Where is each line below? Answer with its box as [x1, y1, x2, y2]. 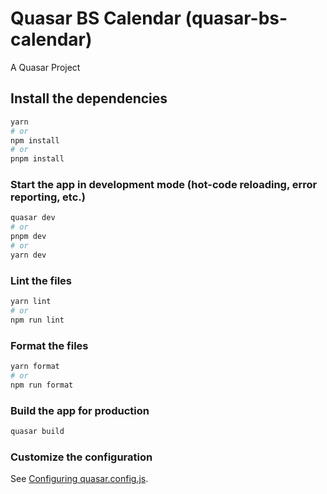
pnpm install [10, 154, 65, 164]
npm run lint [10, 315, 65, 325]
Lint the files [10, 273, 72, 287]
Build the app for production [10, 403, 150, 417]
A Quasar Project [10, 61, 81, 73]
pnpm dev [10, 232, 47, 242]
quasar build [10, 426, 65, 436]
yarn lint [10, 297, 52, 307]
